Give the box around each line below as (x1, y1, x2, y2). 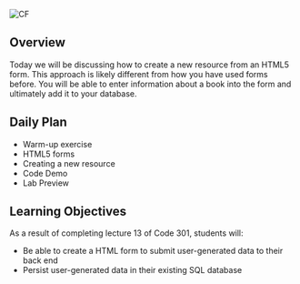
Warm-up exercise (22, 138, 93, 149)
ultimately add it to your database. (9, 87, 138, 99)
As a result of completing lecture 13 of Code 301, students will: (9, 228, 244, 238)
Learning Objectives (9, 204, 127, 219)
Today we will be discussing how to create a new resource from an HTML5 (9, 59, 289, 70)
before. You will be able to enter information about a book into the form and (9, 78, 292, 89)
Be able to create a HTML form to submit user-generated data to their (22, 246, 284, 257)
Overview (9, 35, 66, 50)
